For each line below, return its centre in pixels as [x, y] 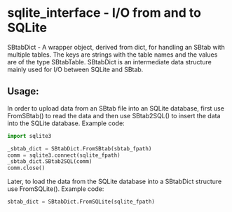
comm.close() [26, 168]
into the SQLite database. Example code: [66, 123]
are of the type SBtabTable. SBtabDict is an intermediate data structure [109, 62]
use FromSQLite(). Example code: [56, 189]
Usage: [23, 91]
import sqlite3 [29, 136]
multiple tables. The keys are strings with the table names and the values [112, 55]
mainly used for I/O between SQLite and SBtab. [75, 69]
